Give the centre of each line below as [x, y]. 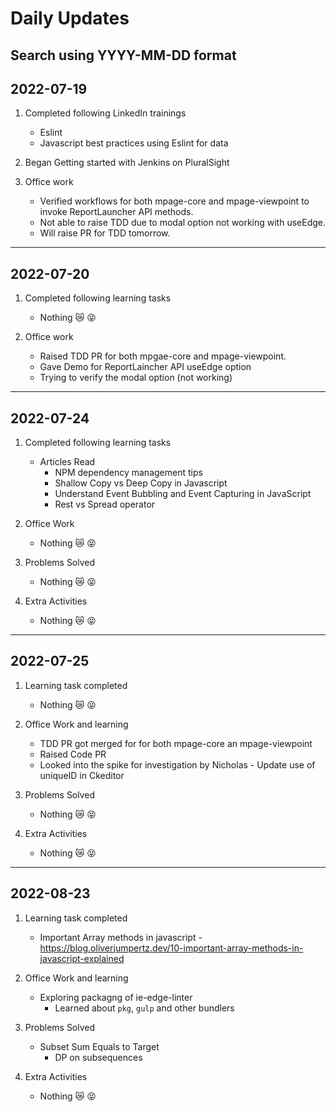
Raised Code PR [73, 754]
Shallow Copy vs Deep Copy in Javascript [141, 483]
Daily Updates [70, 18]
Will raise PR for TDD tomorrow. [105, 233]
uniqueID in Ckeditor [82, 775]
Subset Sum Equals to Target [99, 1046]
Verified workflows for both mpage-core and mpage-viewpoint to [174, 201]
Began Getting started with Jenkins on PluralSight [127, 163]
